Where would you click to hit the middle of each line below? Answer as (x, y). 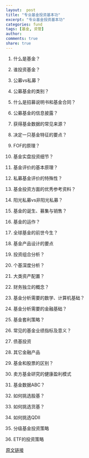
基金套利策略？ (29, 319)
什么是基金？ (26, 58)
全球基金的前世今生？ (35, 232)
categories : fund (24, 24)
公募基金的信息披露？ (35, 113)
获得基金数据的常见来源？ (40, 124)
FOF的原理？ (26, 145)
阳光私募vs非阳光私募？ (38, 200)
